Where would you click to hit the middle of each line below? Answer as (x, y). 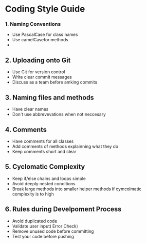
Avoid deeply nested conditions (44, 183)
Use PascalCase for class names (45, 34)
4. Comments (26, 130)
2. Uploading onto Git (38, 60)
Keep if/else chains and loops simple (49, 179)
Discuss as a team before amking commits (55, 82)
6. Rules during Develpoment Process (63, 209)
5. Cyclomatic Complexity (45, 167)
